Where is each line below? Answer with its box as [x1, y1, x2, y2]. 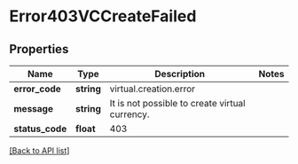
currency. [109, 108, 150, 121]
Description [154, 68, 206, 80]
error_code [13, 82, 62, 95]
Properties [9, 42, 69, 57]
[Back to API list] [9, 145, 70, 156]
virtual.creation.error [109, 82, 196, 95]
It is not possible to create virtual [109, 98, 246, 109]
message [13, 103, 53, 114]
